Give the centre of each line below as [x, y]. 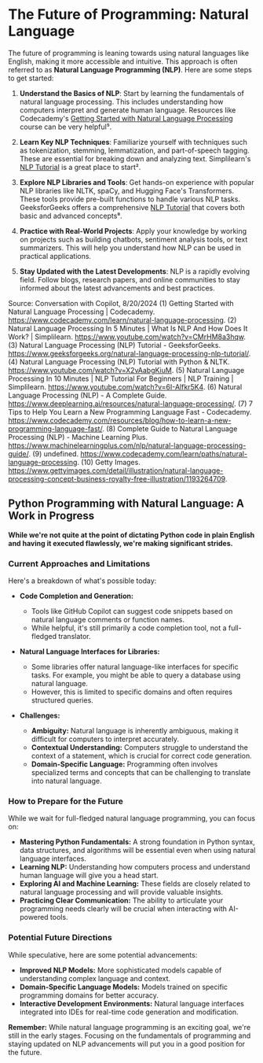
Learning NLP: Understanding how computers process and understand [135, 867]
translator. [75, 637]
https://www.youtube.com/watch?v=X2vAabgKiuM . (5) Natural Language [126, 370]
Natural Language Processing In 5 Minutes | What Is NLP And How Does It [128, 328]
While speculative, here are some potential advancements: [103, 954]
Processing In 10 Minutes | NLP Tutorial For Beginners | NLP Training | [121, 378]
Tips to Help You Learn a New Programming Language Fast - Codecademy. [130, 412]
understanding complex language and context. [95, 978]
